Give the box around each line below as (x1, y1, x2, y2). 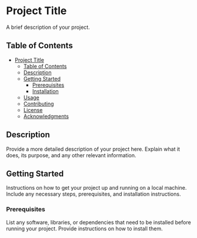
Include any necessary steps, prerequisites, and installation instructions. (6, 190, 181, 198)
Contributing (23, 100, 54, 107)
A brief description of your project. (6, 24, 90, 31)
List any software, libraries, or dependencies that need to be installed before (6, 219, 191, 226)
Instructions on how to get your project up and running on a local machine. (6, 184, 187, 191)
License (23, 106, 43, 113)
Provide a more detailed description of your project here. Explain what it (6, 146, 181, 153)
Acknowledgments (23, 113, 69, 120)
